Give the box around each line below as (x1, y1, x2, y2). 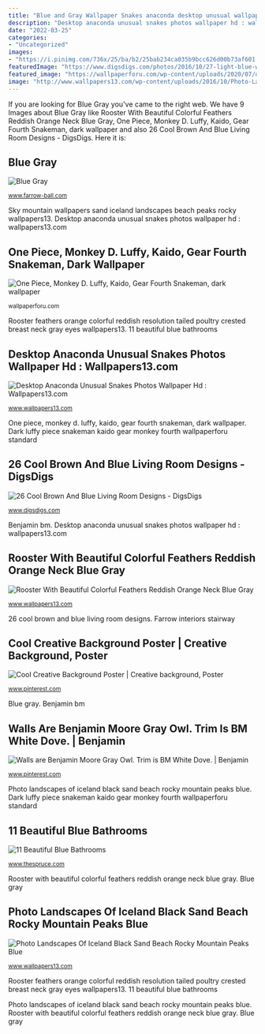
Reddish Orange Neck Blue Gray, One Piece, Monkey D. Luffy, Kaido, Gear (8, 116, 249, 126)
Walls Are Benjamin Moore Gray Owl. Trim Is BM (8, 721, 248, 735)
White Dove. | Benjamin (8, 734, 126, 747)
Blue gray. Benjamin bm (8, 699, 85, 709)
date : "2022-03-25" (8, 26, 73, 34)
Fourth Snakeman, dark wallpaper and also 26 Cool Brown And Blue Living (8, 124, 250, 134)
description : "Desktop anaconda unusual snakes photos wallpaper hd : (8, 19, 245, 27)
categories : (8, 33, 47, 42)
